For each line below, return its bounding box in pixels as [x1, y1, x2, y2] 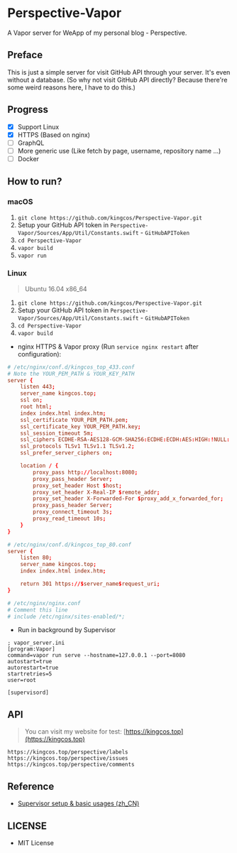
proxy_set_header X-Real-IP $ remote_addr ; [33, 489, 160, 496]
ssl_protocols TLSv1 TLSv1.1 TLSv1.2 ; [20, 442, 135, 450]
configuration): [17, 349, 62, 358]
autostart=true [7, 658, 53, 665]
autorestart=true [7, 664, 59, 672]
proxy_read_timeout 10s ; [33, 515, 106, 523]
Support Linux [17, 122, 60, 131]
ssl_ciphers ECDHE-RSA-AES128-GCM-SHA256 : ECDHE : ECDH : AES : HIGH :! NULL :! [20, 436, 233, 443]
